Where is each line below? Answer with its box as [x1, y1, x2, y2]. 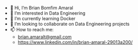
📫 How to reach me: [10, 27, 54, 32]
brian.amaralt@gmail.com [17, 34, 72, 40]
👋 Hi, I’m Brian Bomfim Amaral [10, 5, 73, 11]
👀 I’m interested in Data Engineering [10, 10, 86, 16]
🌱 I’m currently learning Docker [10, 16, 76, 21]
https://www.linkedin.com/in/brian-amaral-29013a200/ [17, 39, 133, 45]
